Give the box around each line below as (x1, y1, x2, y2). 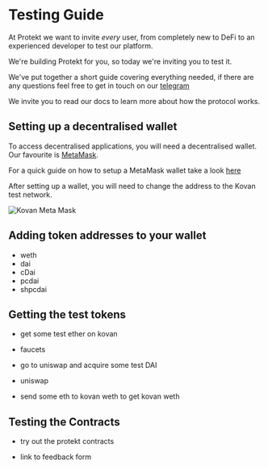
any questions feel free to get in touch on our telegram (8, 81, 190, 90)
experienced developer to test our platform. (8, 40, 153, 50)
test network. (8, 190, 52, 199)
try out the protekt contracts (19, 437, 115, 446)
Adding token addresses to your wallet (8, 228, 207, 243)
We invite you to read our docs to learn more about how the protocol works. (8, 96, 261, 106)
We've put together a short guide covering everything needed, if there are (8, 72, 254, 81)
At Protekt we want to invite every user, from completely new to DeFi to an (8, 32, 256, 42)
